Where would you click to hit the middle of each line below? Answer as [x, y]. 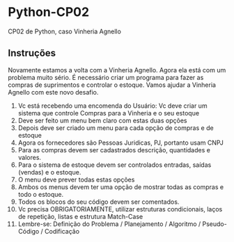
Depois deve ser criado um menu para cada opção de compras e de [116, 128]
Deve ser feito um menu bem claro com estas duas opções [102, 120]
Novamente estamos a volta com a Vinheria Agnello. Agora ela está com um [117, 70]
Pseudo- [214, 224]
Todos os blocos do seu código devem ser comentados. [99, 202]
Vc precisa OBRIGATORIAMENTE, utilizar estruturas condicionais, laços [120, 209]
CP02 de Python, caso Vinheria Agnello [64, 31]
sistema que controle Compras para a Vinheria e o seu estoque [109, 113]
